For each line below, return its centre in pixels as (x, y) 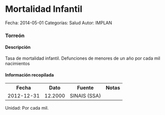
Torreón (15, 36)
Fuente (85, 88)
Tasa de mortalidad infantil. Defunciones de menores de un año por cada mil (83, 58)
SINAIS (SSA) (85, 96)
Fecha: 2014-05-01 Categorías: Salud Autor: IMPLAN (59, 23)
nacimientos (17, 64)
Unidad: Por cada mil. (27, 108)
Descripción (18, 47)
